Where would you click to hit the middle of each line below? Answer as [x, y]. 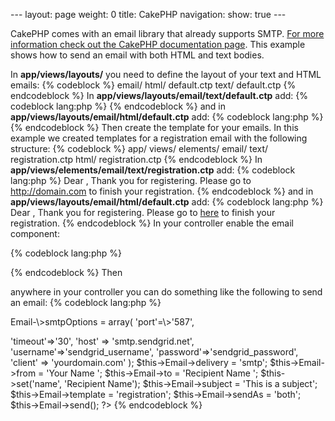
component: [35, 233]
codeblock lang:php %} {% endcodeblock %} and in [118, 106]
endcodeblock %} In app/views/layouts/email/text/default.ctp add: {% [159, 95]
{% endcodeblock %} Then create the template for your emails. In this [154, 127]
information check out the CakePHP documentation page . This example [158, 44]
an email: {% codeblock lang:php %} [86, 302]
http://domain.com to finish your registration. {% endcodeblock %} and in [162, 191]
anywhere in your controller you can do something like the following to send [166, 292]
